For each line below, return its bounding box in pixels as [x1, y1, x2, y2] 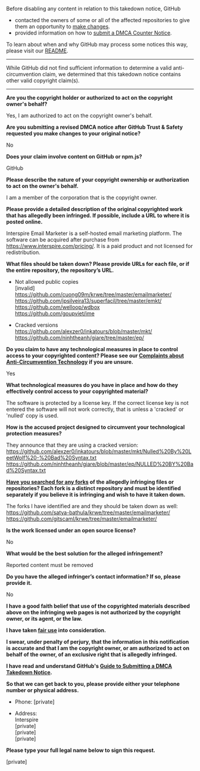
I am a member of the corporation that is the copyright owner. [6, 194, 158, 201]
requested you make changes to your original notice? [6, 130, 141, 137]
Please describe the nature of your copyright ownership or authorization [6, 176, 189, 183]
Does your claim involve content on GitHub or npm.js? [6, 153, 142, 160]
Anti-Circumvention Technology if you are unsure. [6, 358, 134, 366]
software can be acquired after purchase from [6, 236, 120, 243]
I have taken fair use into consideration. [6, 627, 106, 634]
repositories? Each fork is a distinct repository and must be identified [6, 485, 181, 491]
